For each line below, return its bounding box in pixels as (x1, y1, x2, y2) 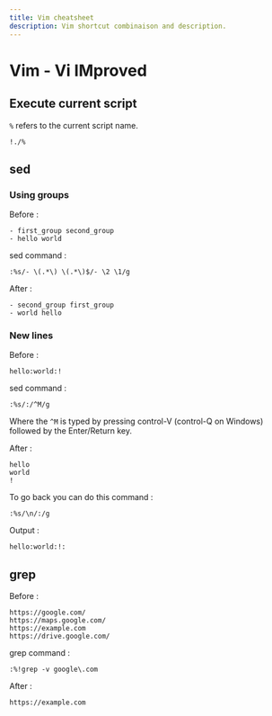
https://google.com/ (9, 608, 87, 617)
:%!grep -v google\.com (9, 665, 99, 675)
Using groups (9, 188, 70, 201)
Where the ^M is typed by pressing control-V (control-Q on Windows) (9, 416, 264, 427)
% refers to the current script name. (9, 120, 139, 130)
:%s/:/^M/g (9, 400, 50, 409)
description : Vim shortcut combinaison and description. (9, 22, 227, 31)
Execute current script (9, 96, 137, 112)
